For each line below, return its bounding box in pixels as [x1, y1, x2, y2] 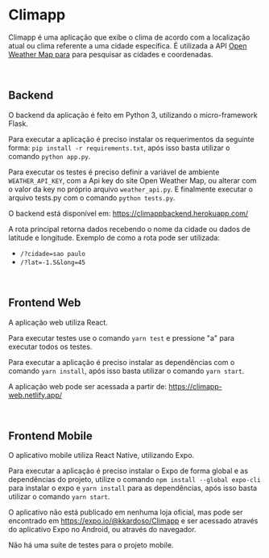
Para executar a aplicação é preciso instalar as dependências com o [8, 357, 235, 367]
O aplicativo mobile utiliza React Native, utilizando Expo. [8, 451, 195, 460]
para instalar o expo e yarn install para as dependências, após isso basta [8, 483, 258, 493]
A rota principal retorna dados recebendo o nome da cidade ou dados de [8, 224, 251, 233]
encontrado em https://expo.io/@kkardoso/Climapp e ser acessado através [8, 516, 259, 526]
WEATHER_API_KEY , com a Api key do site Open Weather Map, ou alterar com [8, 175, 257, 185]
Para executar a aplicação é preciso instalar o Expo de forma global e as [8, 466, 248, 476]
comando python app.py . [8, 151, 91, 161]
